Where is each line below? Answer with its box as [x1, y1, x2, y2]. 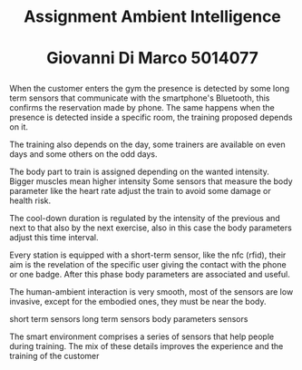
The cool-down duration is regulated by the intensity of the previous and [9, 213, 281, 224]
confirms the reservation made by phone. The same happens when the [9, 102, 275, 113]
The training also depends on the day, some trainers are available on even [9, 139, 286, 151]
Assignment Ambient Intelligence [24, 6, 281, 27]
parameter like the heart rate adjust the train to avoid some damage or [9, 186, 271, 197]
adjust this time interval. [9, 232, 99, 243]
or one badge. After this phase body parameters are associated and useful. [9, 269, 290, 280]
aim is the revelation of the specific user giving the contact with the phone [9, 259, 287, 270]
